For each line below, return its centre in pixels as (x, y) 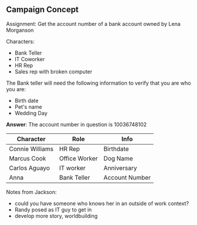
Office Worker (79, 158)
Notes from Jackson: (31, 192)
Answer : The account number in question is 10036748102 (76, 124)
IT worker (72, 168)
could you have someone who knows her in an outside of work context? (102, 203)
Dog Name (118, 158)
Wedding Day (31, 113)
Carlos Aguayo (29, 168)
